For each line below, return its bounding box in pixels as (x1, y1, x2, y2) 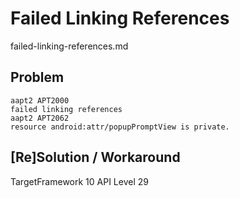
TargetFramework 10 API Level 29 (10, 175, 149, 187)
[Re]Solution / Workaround (10, 149, 181, 166)
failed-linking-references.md (10, 40, 129, 52)
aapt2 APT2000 (10, 95, 70, 106)
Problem (10, 69, 65, 86)
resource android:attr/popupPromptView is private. (10, 122, 230, 132)
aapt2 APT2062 (10, 113, 70, 123)
